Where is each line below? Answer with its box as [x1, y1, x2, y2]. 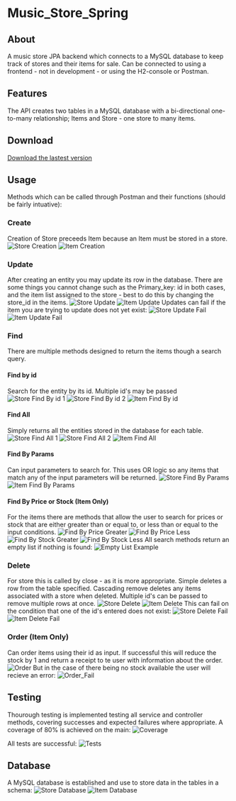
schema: [7, 786, 33, 795]
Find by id [7, 370, 37, 379]
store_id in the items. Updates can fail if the [7, 298, 226, 306]
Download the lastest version [7, 153, 92, 162]
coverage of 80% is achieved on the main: [7, 725, 131, 734]
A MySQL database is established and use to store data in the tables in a [7, 778, 219, 787]
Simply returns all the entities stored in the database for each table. [7, 426, 203, 434]
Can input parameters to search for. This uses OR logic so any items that [7, 465, 219, 474]
